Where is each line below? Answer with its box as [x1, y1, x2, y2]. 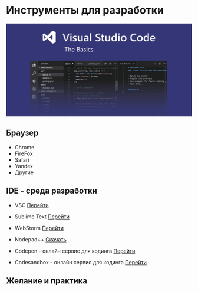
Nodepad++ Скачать [14, 236, 67, 243]
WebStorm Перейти [14, 224, 64, 231]
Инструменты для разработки [6, 4, 164, 17]
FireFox [14, 150, 34, 157]
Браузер [6, 128, 39, 138]
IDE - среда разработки [6, 186, 97, 196]
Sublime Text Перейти [14, 213, 70, 220]
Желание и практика [6, 276, 88, 286]
